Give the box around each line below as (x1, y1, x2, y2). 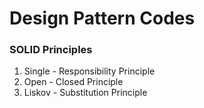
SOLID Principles (9, 43, 93, 57)
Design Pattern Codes (9, 7, 196, 30)
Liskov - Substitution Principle (23, 87, 148, 99)
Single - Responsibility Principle (23, 65, 156, 77)
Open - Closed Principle (23, 76, 124, 88)
